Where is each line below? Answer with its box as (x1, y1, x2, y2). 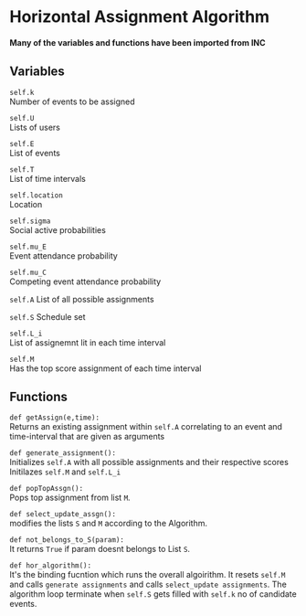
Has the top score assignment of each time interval (9, 363, 202, 374)
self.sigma (9, 217, 51, 226)
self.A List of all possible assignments (9, 293, 154, 304)
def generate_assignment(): (9, 449, 117, 458)
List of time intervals (9, 173, 87, 184)
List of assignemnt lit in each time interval (9, 336, 166, 348)
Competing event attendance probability (9, 276, 162, 287)
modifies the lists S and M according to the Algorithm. (9, 518, 208, 529)
